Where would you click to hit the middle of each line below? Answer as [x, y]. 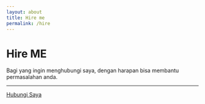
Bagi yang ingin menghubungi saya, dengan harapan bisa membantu [93, 70]
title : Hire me [26, 18]
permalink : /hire [28, 23]
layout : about [24, 12]
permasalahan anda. [32, 77]
